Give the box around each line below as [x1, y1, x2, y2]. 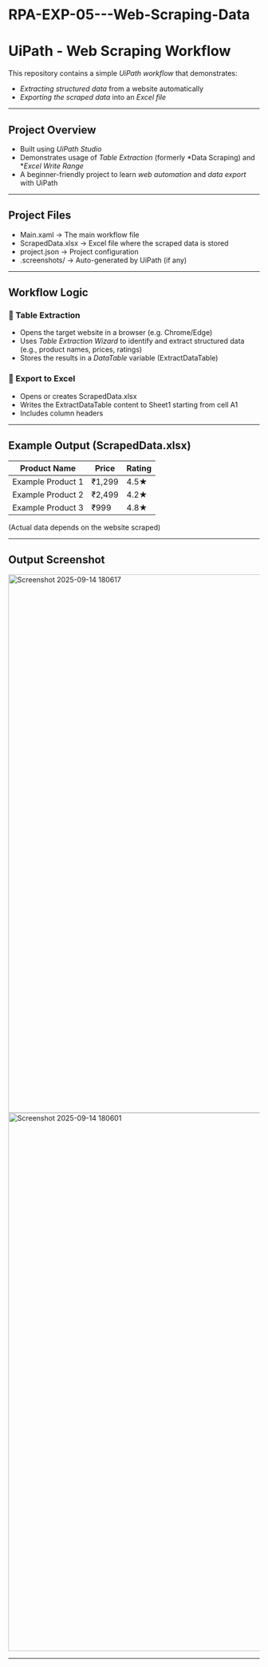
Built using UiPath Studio [19, 144, 102, 153]
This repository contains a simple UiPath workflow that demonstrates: [8, 69, 238, 78]
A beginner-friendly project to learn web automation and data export [19, 169, 246, 179]
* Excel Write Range [19, 161, 84, 171]
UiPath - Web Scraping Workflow [8, 42, 231, 61]
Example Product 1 [12, 476, 84, 487]
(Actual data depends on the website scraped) [8, 522, 161, 532]
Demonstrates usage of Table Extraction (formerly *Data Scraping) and [19, 152, 255, 162]
